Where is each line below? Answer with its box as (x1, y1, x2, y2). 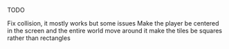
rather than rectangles (7, 34, 71, 42)
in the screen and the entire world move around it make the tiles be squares (7, 27, 223, 35)
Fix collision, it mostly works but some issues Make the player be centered (7, 19, 219, 27)
